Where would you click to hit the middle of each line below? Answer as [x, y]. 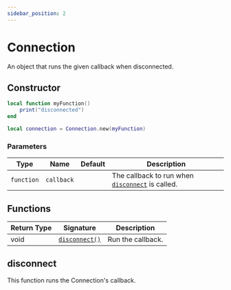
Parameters [27, 146]
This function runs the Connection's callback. [71, 280]
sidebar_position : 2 [37, 13]
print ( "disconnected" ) [52, 110]
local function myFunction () [49, 104]
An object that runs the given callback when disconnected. [90, 67]
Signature [79, 228]
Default [92, 164]
